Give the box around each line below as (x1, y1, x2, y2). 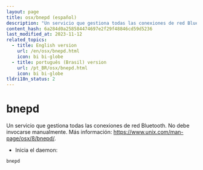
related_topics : (6, 37, 47, 43)
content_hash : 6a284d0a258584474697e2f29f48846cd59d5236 (6, 25, 153, 32)
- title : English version (11, 43, 77, 49)
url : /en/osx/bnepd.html (17, 48, 80, 54)
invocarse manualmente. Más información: (6, 128, 112, 136)
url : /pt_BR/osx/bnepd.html (17, 65, 88, 71)
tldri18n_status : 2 (6, 76, 56, 82)
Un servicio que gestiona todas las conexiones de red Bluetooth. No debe (6, 122, 190, 130)
